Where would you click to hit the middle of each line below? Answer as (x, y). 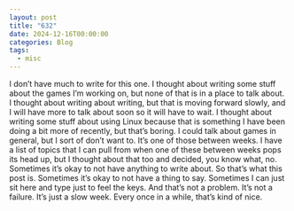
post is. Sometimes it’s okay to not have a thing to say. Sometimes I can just (147, 178)
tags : (19, 51)
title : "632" (33, 26)
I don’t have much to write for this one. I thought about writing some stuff (143, 84)
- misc (29, 59)
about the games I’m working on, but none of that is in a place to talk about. (147, 93)
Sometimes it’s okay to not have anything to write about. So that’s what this (146, 168)
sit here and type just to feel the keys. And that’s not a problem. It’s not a (141, 188)
